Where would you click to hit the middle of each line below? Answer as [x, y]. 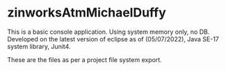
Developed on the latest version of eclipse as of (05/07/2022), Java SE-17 [113, 39]
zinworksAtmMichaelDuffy [87, 13]
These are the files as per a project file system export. [84, 59]
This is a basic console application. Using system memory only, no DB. [108, 32]
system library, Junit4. [39, 46]
